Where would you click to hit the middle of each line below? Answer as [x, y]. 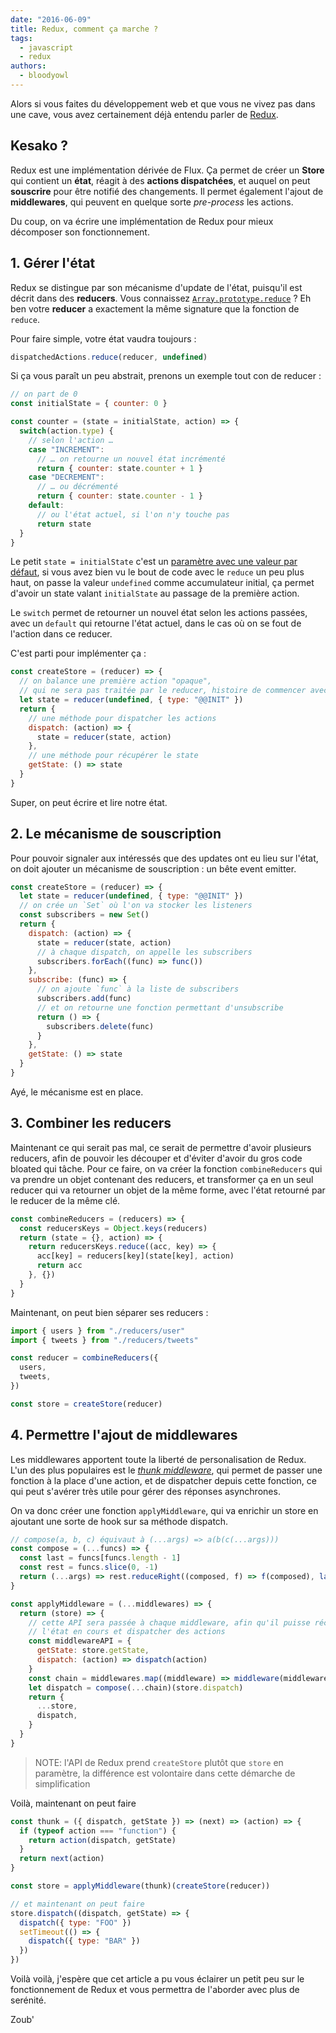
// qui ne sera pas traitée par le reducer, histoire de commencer [163, 691]
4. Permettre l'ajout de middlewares [124, 1435]
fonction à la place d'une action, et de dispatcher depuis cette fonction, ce [163, 1480]
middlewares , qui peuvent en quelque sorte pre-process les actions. [152, 202]
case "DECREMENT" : [66, 477]
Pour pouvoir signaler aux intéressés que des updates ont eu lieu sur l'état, [164, 858]
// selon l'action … [71, 440]
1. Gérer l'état [53, 263]
